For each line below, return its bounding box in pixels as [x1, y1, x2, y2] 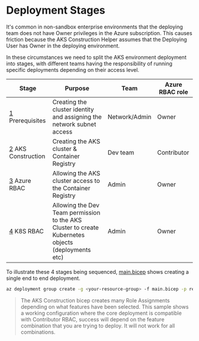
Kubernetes [52, 231, 85, 239]
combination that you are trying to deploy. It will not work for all [20, 322, 175, 329]
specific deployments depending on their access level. [6, 66, 140, 73]
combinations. [20, 328, 56, 336]
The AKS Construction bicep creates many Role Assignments [20, 296, 170, 304]
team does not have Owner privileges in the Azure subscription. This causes [6, 29, 192, 36]
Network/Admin [107, 112, 152, 121]
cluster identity [52, 105, 94, 113]
